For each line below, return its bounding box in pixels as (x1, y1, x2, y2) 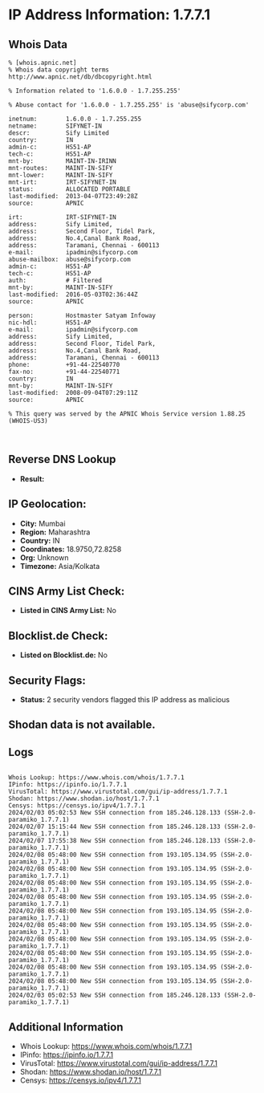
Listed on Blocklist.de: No (19, 650, 108, 660)
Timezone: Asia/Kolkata (19, 561, 100, 571)
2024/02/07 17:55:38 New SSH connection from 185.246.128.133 (8, 837, 221, 845)
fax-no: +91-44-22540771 (8, 368, 120, 376)
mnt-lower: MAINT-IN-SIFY (8, 171, 113, 179)
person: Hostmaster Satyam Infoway (8, 311, 156, 319)
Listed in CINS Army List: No (19, 606, 116, 616)
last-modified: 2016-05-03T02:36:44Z (8, 291, 138, 299)
